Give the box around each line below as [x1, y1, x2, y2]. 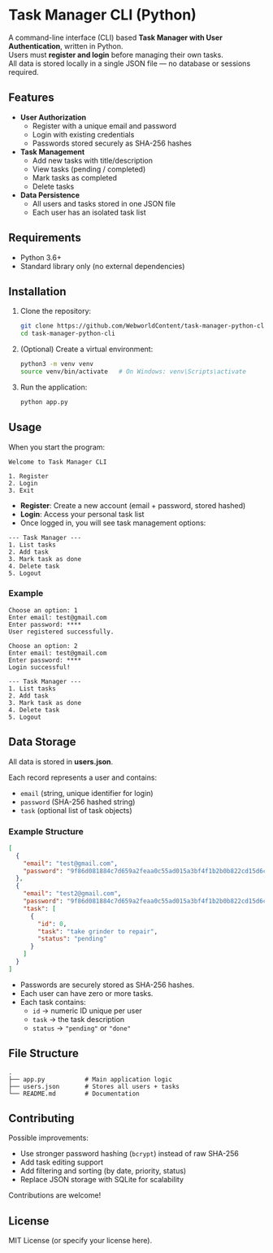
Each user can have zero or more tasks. [19, 988, 154, 998]
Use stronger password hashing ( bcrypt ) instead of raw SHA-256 [19, 1149, 240, 1159]
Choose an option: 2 [8, 642, 79, 650]
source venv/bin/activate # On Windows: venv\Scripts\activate [19, 368, 246, 376]
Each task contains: [19, 997, 87, 1007]
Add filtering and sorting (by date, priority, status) [19, 1166, 187, 1176]
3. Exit [8, 486, 35, 494]
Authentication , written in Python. [8, 41, 123, 50]
